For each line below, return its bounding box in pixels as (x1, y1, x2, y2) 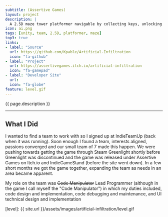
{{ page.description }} (5, 100, 50, 106)
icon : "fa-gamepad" (9, 68, 50, 73)
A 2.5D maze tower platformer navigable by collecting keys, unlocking (9, 21, 162, 27)
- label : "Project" (5, 59, 46, 64)
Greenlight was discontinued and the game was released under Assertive (5, 154, 156, 161)
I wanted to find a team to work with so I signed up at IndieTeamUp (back (5, 133, 156, 139)
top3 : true (5, 36, 28, 41)
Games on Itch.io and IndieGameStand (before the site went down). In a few (5, 160, 161, 166)
